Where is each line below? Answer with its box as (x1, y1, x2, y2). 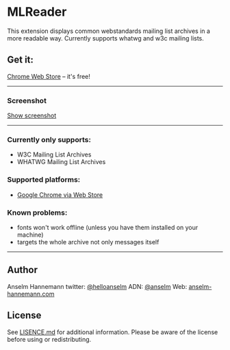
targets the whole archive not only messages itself (16, 237, 159, 246)
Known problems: (7, 207, 68, 217)
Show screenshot (7, 111, 57, 120)
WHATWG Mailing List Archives (16, 158, 106, 166)
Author (7, 264, 38, 276)
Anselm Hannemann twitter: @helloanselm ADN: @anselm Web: (7, 282, 188, 290)
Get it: (7, 54, 34, 66)
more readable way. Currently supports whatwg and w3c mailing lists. (7, 34, 204, 42)
